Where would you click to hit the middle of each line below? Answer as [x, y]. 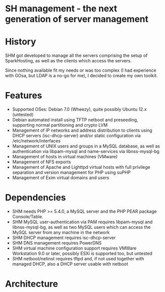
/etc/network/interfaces [36, 141]
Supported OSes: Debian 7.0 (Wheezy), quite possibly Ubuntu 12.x [79, 109]
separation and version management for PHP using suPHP [71, 172]
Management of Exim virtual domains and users [61, 178]
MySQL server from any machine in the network [61, 232]
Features [24, 96]
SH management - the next [61, 9]
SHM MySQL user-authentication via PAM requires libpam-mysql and [82, 222]
